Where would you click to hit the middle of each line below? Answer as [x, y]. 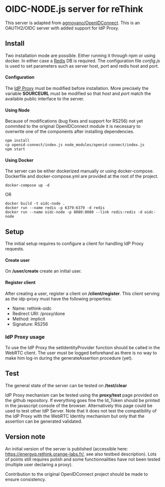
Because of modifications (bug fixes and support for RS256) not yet [74, 121]
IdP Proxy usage [25, 337]
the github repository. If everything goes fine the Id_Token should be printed [82, 400]
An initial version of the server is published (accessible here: [67, 448]
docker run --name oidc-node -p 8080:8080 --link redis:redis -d [74, 212]
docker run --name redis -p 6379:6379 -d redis [55, 208]
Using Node [18, 110]
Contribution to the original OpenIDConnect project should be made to [77, 474]
